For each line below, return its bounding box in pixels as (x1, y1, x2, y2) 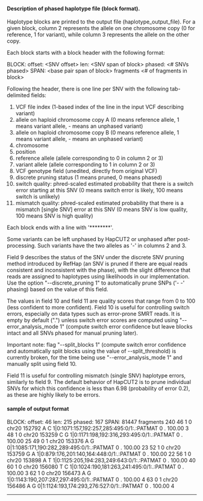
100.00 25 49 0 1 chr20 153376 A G (7, 438, 95, 445)
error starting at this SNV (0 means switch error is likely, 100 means (15, 187, 183, 194)
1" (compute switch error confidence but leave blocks (60, 323, 193, 330)
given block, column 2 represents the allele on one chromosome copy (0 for (7, 25, 195, 32)
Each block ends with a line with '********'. (7, 224, 114, 232)
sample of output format (7, 405, 69, 412)
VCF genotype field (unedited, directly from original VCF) (15, 168, 158, 175)
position (15, 148, 36, 156)
